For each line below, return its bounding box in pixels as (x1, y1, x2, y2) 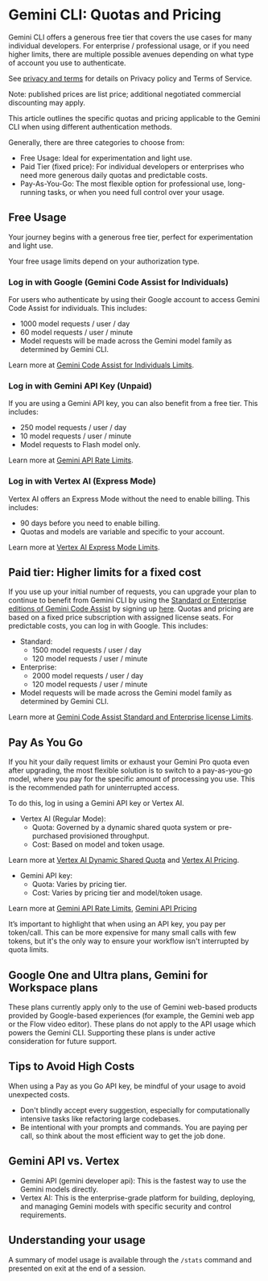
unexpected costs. (8, 1089, 70, 1099)
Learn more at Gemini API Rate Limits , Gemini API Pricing (8, 904, 197, 914)
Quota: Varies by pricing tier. (31, 880, 127, 889)
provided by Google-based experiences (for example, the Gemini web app (8, 1011, 255, 1021)
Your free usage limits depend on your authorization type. (8, 256, 200, 266)
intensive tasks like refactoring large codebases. (19, 1113, 181, 1123)
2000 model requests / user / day (31, 671, 143, 681)
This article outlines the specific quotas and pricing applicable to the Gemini (8, 113, 261, 122)
